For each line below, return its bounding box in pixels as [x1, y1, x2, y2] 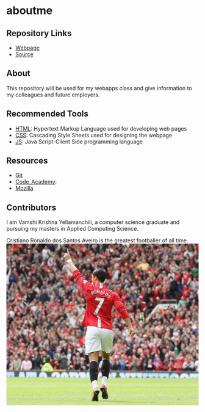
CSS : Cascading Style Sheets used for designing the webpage [15, 131, 173, 139]
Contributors [6, 202, 57, 212]
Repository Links [6, 28, 72, 38]
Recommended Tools [6, 109, 88, 119]
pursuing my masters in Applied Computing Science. [6, 225, 138, 233]
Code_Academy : [15, 178, 57, 186]
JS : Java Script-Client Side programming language [15, 138, 143, 145]
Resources [6, 156, 48, 166]
